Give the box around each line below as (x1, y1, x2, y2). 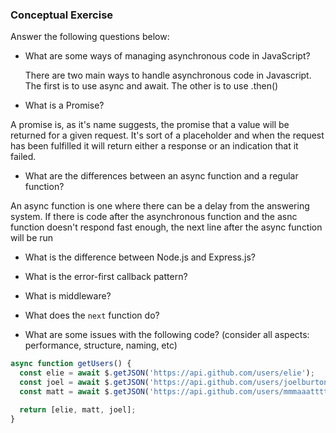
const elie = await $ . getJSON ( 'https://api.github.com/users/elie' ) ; (19, 368, 315, 378)
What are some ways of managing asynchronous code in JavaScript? (24, 50, 311, 62)
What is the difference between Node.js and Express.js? (24, 251, 256, 263)
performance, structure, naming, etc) (24, 339, 178, 352)
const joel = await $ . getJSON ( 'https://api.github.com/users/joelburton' (19, 378, 333, 388)
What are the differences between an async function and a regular (24, 170, 299, 182)
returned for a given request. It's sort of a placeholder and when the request (10, 129, 325, 142)
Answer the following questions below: (10, 31, 170, 43)
